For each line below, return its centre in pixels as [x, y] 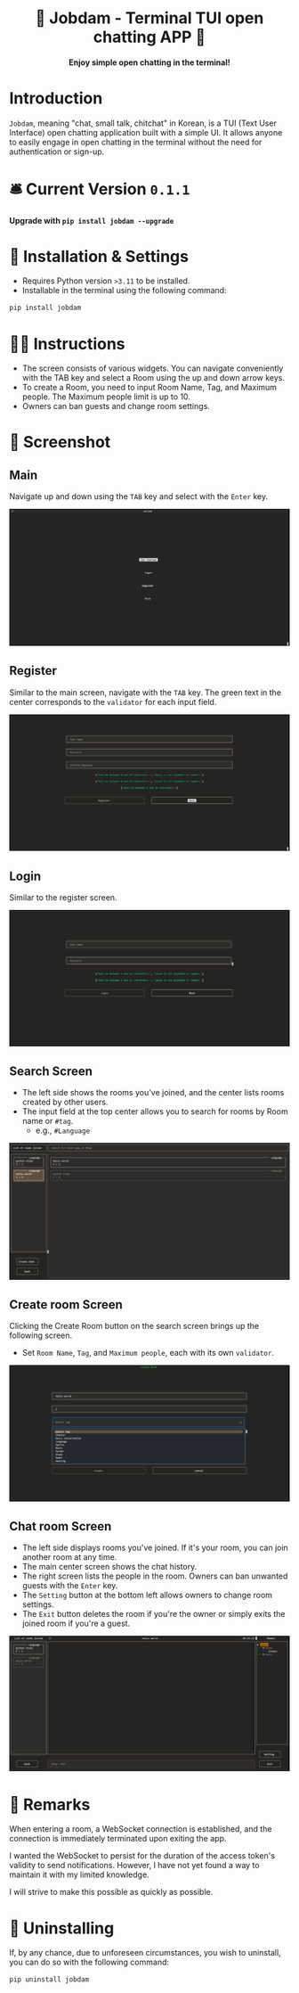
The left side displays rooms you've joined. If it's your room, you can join [155, 1548]
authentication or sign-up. [57, 152]
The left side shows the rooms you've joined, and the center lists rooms [153, 1093]
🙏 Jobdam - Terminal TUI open [149, 18]
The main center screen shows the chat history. [109, 1567]
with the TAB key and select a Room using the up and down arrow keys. [154, 378]
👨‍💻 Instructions [68, 344]
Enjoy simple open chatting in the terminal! [149, 62]
